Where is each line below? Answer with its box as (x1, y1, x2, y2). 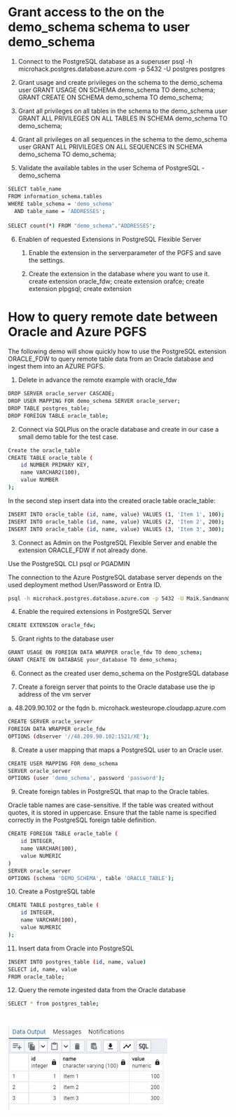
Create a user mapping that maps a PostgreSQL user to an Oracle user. (18, 746, 223, 754)
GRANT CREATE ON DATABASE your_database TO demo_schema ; (8, 657, 178, 664)
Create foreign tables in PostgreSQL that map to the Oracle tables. (18, 788, 209, 796)
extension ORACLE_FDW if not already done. (18, 546, 148, 554)
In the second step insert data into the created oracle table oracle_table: (8, 496, 216, 505)
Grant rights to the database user (18, 635, 114, 643)
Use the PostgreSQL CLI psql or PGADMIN (8, 559, 130, 568)
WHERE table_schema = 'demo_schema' (8, 200, 115, 207)
